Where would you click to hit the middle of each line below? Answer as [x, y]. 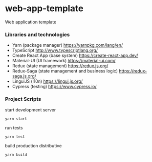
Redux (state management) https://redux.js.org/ [60, 66]
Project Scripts [23, 99]
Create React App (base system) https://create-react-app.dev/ [75, 55]
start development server [31, 109]
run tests [14, 127]
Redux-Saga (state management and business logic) [65, 71]
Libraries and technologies [37, 35]
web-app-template [44, 9]
